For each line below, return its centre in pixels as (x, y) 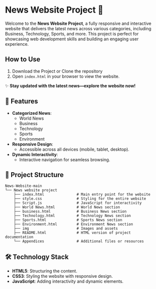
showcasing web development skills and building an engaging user (72, 39)
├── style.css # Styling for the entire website (80, 199)
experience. (17, 44)
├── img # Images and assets (66, 229)
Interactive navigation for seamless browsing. (65, 160)
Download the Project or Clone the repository (57, 71)
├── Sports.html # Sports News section (68, 220)
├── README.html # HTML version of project (72, 233)
